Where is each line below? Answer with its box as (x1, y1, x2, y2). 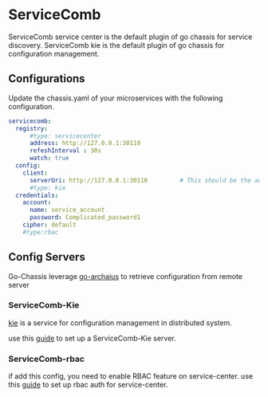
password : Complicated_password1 (29, 214, 141, 222)
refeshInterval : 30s (29, 147, 102, 155)
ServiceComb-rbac (8, 353, 85, 364)
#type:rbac (22, 228, 59, 236)
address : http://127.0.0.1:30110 (29, 140, 141, 147)
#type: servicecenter (29, 132, 102, 140)
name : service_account (29, 206, 105, 214)
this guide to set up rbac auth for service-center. (8, 380, 168, 390)
